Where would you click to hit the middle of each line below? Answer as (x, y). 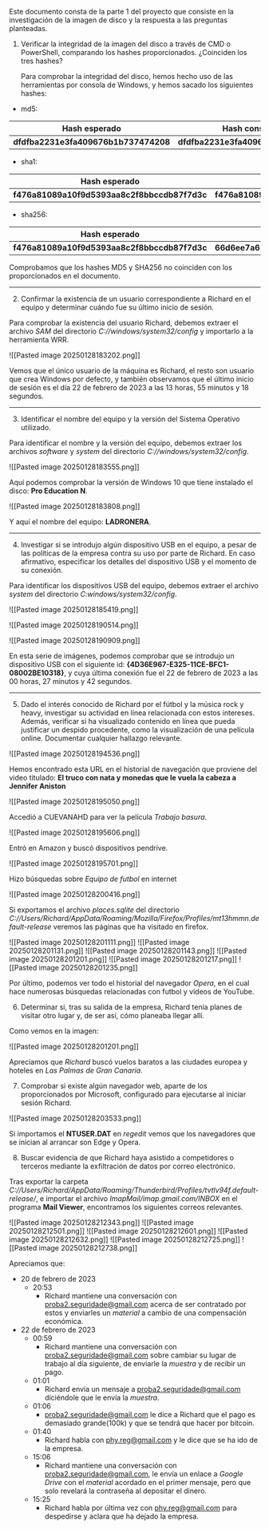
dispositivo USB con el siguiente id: (67, 664)
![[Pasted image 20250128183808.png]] (75, 506)
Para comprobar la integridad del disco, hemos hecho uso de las (127, 76)
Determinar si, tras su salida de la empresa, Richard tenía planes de (131, 1007)
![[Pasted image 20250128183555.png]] (74, 467)
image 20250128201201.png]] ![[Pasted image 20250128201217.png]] (123, 959)
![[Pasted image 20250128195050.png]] (75, 802)
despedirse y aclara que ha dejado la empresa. (121, 1516)
